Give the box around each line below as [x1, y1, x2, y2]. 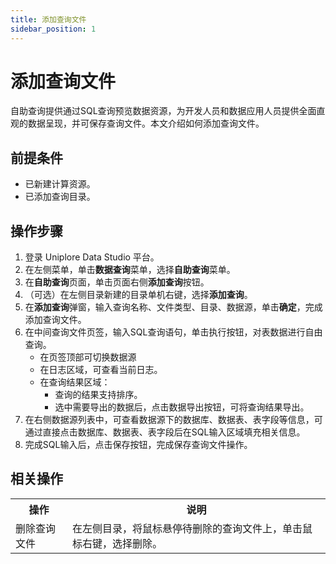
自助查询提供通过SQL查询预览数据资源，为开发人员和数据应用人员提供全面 [10, 105, 317, 117]
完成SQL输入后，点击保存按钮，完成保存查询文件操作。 [24, 439, 253, 451]
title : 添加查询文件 [10, 14, 87, 25]
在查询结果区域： [39, 376, 111, 388]
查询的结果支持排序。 [54, 389, 143, 401]
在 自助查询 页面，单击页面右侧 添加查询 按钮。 [24, 276, 210, 288]
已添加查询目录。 [24, 191, 96, 203]
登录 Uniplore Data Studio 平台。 [24, 251, 160, 263]
